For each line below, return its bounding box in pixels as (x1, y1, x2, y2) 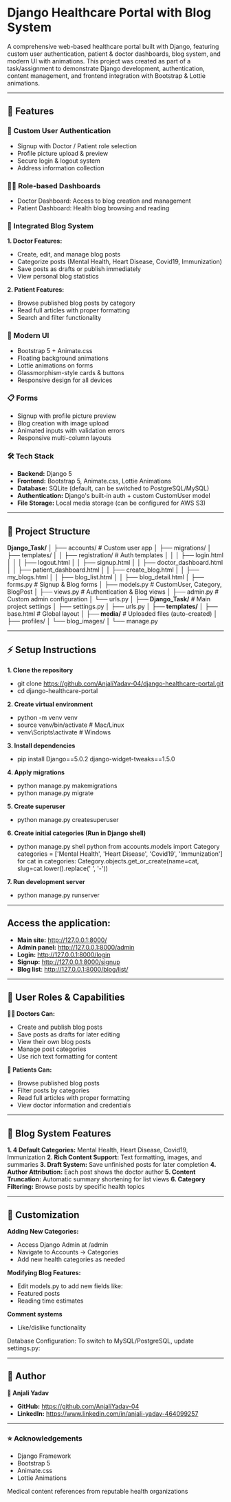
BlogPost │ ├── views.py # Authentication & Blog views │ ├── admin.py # (7, 588, 219, 596)
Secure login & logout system (16, 157, 101, 165)
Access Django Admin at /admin (16, 1240, 109, 1249)
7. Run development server (7, 877, 86, 885)
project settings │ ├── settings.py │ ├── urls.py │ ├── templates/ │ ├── (7, 602, 218, 610)
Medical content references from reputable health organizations (7, 1488, 188, 1496)
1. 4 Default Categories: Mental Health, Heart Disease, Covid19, (7, 1146, 188, 1154)
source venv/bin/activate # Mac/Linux (16, 721, 125, 729)
